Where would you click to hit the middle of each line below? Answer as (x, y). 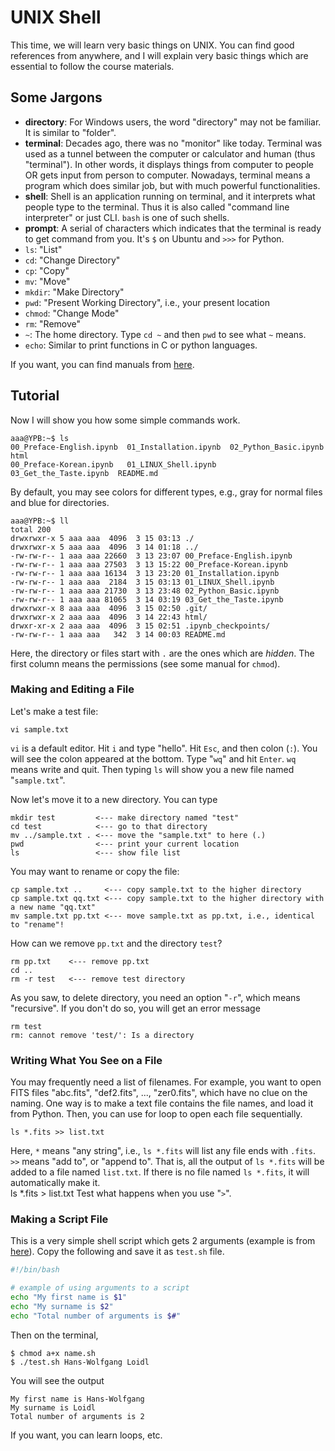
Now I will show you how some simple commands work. (125, 420)
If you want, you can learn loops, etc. (86, 1435)
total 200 (31, 529)
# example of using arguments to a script (100, 1288)
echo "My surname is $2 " (62, 1307)
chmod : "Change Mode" (72, 313)
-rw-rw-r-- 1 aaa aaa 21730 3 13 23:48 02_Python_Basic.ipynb (145, 591)
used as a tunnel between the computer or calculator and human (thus (170, 153)
